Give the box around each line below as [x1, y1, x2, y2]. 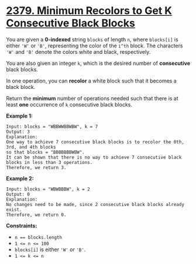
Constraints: [6, 222, 37, 229]
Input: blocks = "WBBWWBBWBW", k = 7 [6, 124, 98, 129]
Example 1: [6, 112, 33, 119]
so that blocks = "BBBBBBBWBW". [6, 149, 85, 155]
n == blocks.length [14, 234, 63, 241]
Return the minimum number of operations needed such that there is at [6, 95, 178, 102]
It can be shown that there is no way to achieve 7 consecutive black [6, 154, 182, 160]
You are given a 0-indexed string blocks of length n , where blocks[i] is [6, 36, 178, 43]
